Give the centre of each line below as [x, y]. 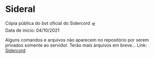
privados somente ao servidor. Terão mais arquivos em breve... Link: [76, 45]
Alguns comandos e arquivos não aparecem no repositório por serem [77, 40]
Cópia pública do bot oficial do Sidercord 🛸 [51, 23]
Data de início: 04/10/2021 [32, 30]
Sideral [20, 9]
